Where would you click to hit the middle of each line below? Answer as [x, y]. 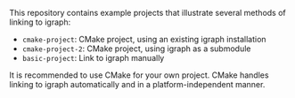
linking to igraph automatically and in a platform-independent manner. [137, 84]
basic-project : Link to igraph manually [93, 58]
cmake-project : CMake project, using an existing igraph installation [144, 39]
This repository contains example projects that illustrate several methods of [148, 13]
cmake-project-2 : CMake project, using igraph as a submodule [136, 49]
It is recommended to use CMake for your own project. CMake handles [139, 75]
